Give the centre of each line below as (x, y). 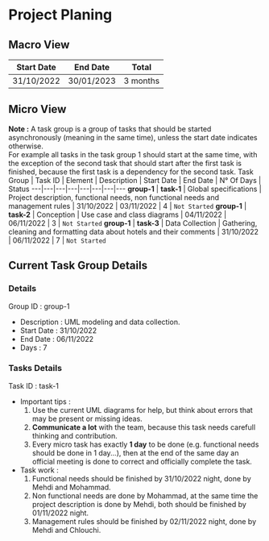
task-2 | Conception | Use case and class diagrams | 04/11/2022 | (118, 214)
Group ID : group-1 (39, 306)
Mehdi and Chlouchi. (66, 530)
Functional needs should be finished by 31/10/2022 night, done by (141, 478)
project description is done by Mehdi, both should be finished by (139, 504)
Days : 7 (33, 347)
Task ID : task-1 (33, 385)
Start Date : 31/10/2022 (58, 330)
